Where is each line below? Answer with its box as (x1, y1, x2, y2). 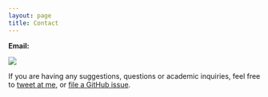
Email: (8, 41, 30, 50)
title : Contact (8, 19, 59, 27)
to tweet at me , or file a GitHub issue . (8, 80, 131, 89)
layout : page (8, 11, 52, 20)
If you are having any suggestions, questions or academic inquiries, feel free (8, 71, 261, 80)
